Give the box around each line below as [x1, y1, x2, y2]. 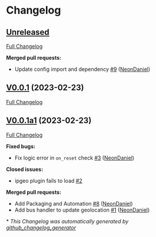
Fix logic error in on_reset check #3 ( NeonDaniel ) [14, 154, 135, 161]
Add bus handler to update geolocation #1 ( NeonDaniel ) [14, 206, 150, 213]
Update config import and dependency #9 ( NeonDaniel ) [14, 66, 151, 73]
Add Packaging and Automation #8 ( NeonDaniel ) [14, 200, 134, 207]
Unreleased [6, 27, 50, 37]
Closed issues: [6, 165, 44, 173]
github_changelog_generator [6, 224, 77, 231]
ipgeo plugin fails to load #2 [14, 177, 82, 184]
